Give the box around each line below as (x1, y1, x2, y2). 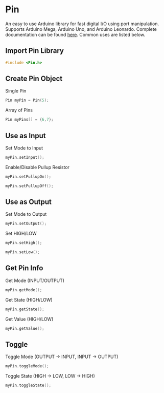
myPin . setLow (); (5, 250, 40, 255)
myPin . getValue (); (5, 326, 44, 331)
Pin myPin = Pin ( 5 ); (5, 98, 50, 103)
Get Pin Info (5, 264, 43, 273)
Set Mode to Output (5, 211, 47, 217)
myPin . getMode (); (5, 287, 42, 292)
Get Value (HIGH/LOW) (5, 316, 54, 322)
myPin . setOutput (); (5, 221, 47, 227)
